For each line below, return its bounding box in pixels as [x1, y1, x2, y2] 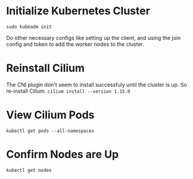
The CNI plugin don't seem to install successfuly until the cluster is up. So [6, 81, 188, 88]
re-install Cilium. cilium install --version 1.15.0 [6, 87, 130, 95]
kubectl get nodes [6, 167, 52, 173]
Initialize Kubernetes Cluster [6, 4, 151, 18]
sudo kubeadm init [6, 24, 52, 30]
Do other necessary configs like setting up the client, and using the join [6, 34, 181, 41]
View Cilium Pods [6, 108, 95, 122]
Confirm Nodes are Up [6, 147, 119, 161]
